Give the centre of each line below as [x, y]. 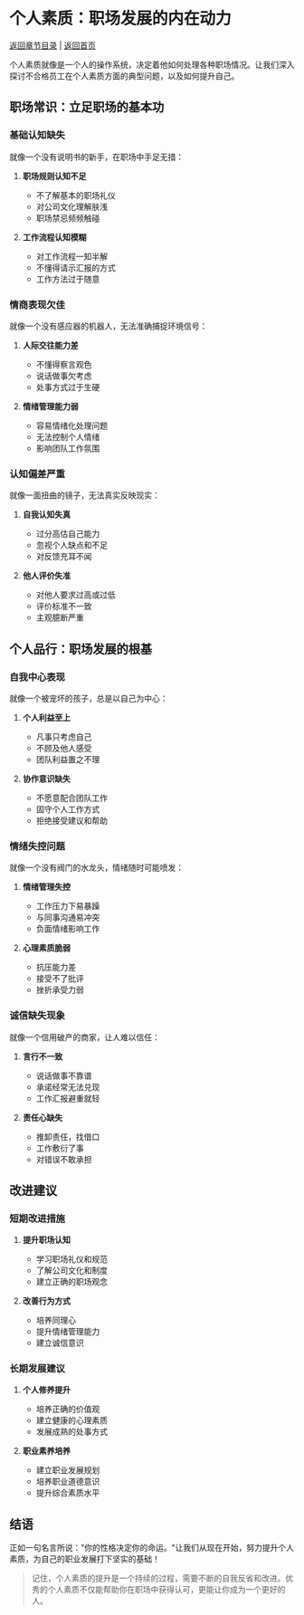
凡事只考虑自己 [64, 736]
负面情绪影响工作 [68, 929]
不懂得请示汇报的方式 [76, 267]
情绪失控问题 [38, 846]
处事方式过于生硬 [68, 387]
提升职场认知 [46, 1240]
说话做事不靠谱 [64, 1075]
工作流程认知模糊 [54, 237]
